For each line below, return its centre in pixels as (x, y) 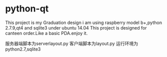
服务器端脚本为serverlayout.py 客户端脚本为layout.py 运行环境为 (72, 43)
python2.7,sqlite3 (23, 49)
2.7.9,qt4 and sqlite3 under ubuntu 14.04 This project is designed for (76, 27)
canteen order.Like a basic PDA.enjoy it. (47, 33)
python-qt (27, 9)
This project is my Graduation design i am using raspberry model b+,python (84, 22)
